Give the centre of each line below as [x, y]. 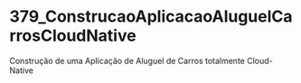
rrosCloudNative [73, 36]
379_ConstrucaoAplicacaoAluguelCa [151, 17]
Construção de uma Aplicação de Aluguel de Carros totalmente [127, 60]
